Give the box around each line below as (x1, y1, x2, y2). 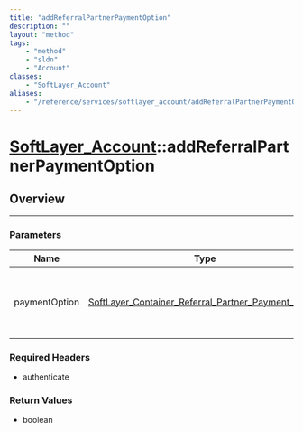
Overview (9, 191, 66, 206)
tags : (9, 38, 30, 48)
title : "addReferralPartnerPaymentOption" (9, 13, 171, 23)
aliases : (9, 89, 42, 98)
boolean (22, 415, 53, 426)
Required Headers (9, 351, 90, 363)
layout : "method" (9, 30, 75, 39)
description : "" (9, 22, 70, 31)
